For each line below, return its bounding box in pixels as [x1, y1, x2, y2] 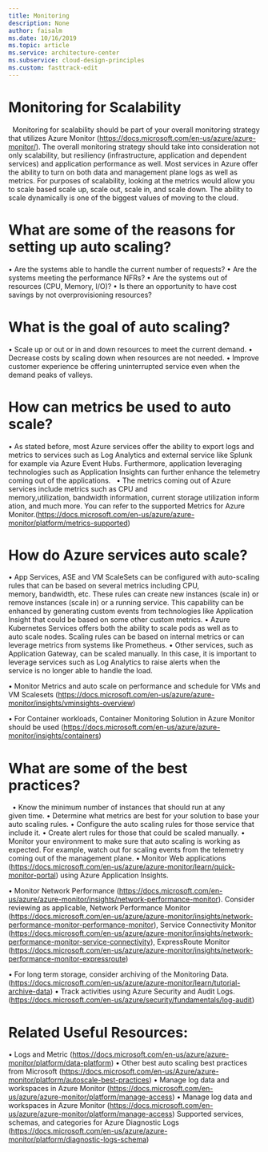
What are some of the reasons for [8, 221, 236, 239]
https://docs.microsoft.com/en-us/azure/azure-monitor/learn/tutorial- [10, 978, 241, 988]
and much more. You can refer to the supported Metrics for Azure [28, 501, 246, 511]
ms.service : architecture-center [8, 49, 120, 57]
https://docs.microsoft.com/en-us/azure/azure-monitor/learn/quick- [10, 862, 236, 872]
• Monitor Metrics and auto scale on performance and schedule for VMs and [8, 681, 262, 691]
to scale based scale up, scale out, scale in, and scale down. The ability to [8, 184, 254, 194]
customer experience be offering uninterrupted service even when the [8, 361, 240, 371]
